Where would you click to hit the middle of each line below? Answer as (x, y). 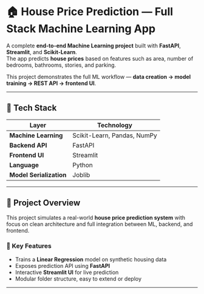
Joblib (81, 175)
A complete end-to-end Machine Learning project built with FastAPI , (93, 46)
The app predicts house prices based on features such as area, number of (100, 58)
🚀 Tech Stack (32, 108)
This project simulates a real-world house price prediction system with (96, 217)
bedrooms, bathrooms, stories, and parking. (61, 65)
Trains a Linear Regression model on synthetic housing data (91, 259)
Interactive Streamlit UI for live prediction (67, 272)
